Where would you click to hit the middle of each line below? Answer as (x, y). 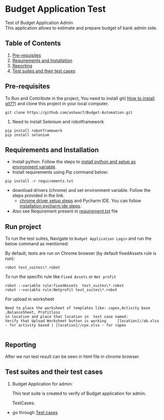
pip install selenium (27, 135)
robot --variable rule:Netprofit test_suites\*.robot (61, 290)
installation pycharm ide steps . (51, 206)
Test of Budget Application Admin (39, 23)
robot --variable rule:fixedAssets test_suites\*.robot (65, 286)
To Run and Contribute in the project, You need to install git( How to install (80, 98)
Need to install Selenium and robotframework (58, 121)
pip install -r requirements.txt (39, 181)
